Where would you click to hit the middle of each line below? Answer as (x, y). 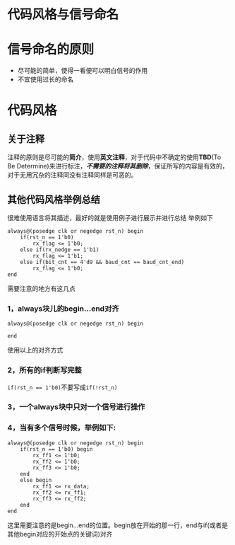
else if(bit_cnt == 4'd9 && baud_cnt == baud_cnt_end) (102, 262)
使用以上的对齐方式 (35, 350)
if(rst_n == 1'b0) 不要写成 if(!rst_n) (62, 387)
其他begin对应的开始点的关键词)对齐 (60, 534)
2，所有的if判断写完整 (45, 370)
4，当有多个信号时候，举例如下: (62, 428)
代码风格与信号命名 (63, 15)
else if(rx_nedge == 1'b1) (60, 249)
